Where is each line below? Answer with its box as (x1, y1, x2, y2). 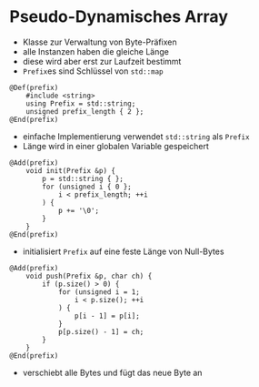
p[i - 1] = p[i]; (74, 311, 141, 321)
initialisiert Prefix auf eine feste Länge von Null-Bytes (22, 246, 224, 257)
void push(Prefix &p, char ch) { (25, 271, 153, 280)
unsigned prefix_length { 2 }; (25, 107, 144, 116)
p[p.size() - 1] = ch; (57, 327, 144, 336)
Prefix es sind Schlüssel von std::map (22, 66, 164, 76)
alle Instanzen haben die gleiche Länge (22, 46, 170, 56)
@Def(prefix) (9, 83, 59, 92)
